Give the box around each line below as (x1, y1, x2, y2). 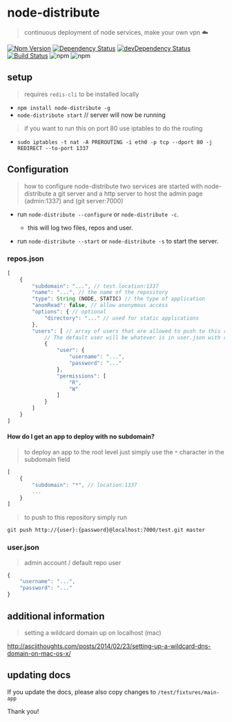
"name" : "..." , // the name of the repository (32, 289, 168, 296)
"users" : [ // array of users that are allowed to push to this (32, 327, 221, 335)
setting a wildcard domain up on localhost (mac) (23, 628, 162, 637)
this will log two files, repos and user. (27, 223, 133, 232)
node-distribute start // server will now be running (17, 111, 166, 119)
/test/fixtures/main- (157, 689, 220, 696)
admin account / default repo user (23, 558, 122, 566)
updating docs (7, 669, 71, 681)
